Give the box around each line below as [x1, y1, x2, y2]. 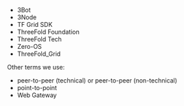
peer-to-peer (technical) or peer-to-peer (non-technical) [16, 76, 177, 85]
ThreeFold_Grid [16, 50, 61, 58]
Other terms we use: [7, 63, 65, 71]
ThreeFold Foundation [16, 28, 80, 36]
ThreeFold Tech [16, 35, 62, 43]
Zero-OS [16, 43, 43, 50]
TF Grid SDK [16, 21, 53, 28]
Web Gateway [16, 91, 57, 99]
